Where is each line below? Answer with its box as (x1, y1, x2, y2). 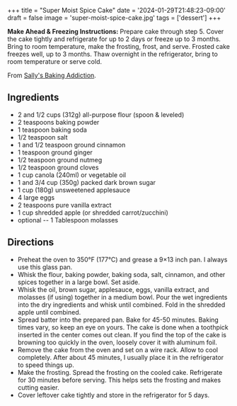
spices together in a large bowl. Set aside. (17, 278, 140, 286)
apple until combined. (17, 308, 81, 316)
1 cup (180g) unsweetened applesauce (17, 186, 131, 194)
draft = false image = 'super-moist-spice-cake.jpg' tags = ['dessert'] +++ (7, 13, 221, 22)
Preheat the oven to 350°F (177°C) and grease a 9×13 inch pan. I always (17, 255, 228, 264)
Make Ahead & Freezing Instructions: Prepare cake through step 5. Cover (7, 28, 224, 35)
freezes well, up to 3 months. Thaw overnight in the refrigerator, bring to (7, 50, 218, 58)
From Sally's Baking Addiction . (7, 71, 97, 79)
